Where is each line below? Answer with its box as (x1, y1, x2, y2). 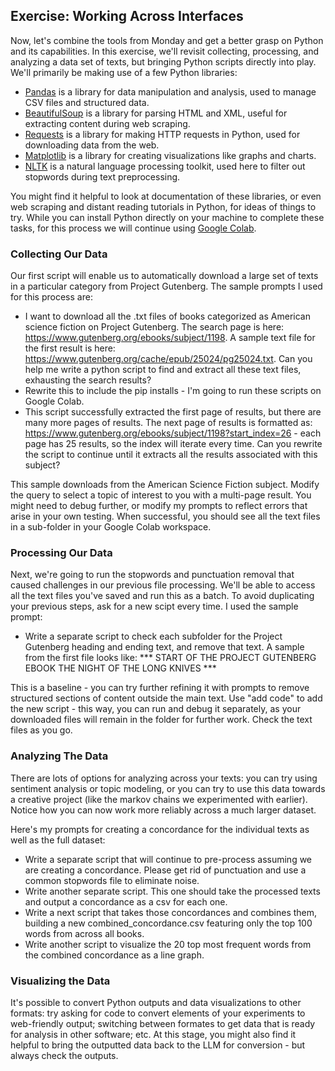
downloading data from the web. (24, 139, 160, 151)
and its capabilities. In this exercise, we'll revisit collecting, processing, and (10, 45, 320, 57)
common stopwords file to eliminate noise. (24, 874, 200, 886)
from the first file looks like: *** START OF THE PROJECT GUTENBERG (24, 652, 317, 664)
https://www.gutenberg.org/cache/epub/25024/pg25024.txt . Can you (24, 353, 313, 365)
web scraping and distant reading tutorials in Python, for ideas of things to (10, 200, 317, 213)
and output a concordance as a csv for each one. (24, 895, 228, 908)
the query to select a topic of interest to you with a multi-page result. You (10, 489, 312, 501)
